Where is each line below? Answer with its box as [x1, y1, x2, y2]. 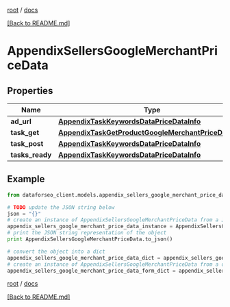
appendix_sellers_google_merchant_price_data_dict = [7, 254, 161, 261]
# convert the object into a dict [7, 248, 106, 255]
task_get [10, 128, 40, 137]
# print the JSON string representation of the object [7, 230, 167, 236]
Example [7, 173, 45, 185]
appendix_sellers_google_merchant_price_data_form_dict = [7, 267, 176, 274]
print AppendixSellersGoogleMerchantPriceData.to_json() [7, 236, 173, 243]
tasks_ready [10, 150, 52, 160]
